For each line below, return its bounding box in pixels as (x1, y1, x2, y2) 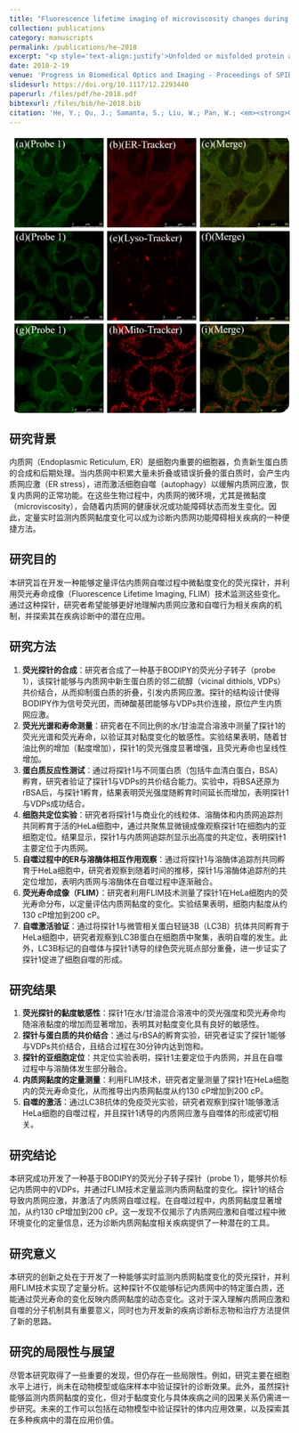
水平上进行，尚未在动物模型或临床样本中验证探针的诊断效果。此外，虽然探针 (9, 1380, 290, 1391)
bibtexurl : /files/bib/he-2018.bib (9, 99, 141, 108)
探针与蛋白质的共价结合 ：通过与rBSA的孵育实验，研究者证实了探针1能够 (21, 1030, 287, 1041)
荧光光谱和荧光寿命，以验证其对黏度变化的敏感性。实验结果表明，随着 (21, 731, 280, 742)
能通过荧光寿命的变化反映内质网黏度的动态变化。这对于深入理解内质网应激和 (9, 1294, 290, 1305)
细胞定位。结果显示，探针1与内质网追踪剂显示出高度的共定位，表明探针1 (21, 831, 287, 842)
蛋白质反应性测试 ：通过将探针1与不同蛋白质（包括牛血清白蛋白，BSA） (21, 764, 283, 775)
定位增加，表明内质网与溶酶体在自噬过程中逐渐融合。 (21, 875, 218, 886)
